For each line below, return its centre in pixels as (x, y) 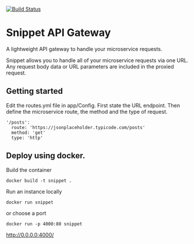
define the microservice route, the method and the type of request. (87, 111)
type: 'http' (27, 138)
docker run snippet (30, 202)
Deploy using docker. (46, 156)
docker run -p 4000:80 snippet (44, 224)
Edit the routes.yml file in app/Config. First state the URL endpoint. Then (93, 105)
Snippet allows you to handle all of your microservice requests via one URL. (97, 60)
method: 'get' (28, 133)
